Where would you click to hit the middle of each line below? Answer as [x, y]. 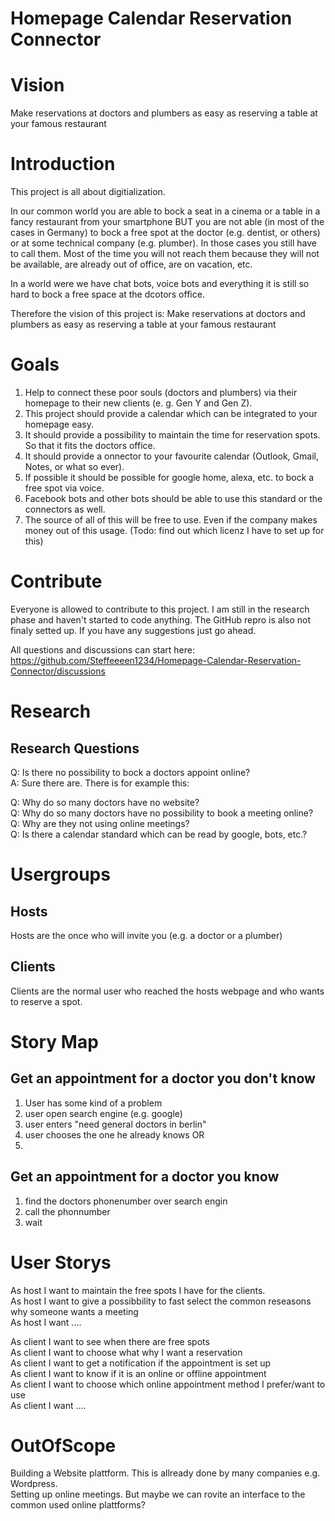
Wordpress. [34, 1484]
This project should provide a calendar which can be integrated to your [171, 413]
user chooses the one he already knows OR [114, 1134]
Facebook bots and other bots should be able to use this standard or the [173, 498]
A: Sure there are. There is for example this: [100, 783]
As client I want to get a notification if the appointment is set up [141, 1363]
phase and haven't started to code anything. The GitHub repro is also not [161, 619]
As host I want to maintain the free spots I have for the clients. [138, 1290]
